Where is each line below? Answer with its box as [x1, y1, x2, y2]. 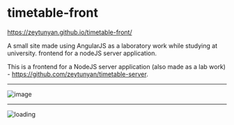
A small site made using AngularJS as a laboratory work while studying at [7, 41, 218, 50]
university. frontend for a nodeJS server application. [7, 49, 157, 57]
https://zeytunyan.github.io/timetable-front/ [7, 28, 132, 36]
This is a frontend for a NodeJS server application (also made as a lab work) [7, 62, 226, 71]
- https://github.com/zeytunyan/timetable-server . [7, 70, 148, 78]
